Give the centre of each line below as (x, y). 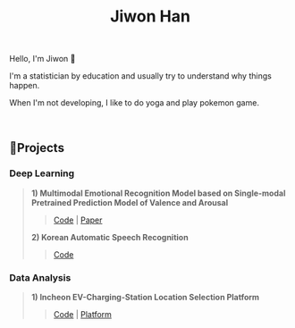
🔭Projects (37, 148)
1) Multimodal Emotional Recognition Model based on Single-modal (158, 193)
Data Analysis (40, 277)
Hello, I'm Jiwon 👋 (42, 58)
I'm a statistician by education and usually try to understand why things (141, 76)
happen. (25, 85)
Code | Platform (82, 314)
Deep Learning (42, 173)
